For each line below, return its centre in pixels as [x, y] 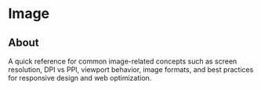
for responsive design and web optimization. [80, 78]
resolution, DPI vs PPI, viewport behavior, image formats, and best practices [131, 70]
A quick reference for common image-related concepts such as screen [123, 61]
